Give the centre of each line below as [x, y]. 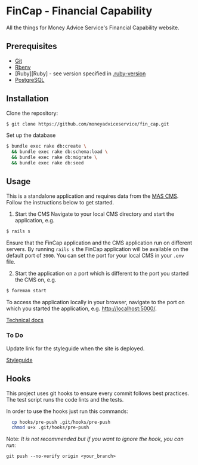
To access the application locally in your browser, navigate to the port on [95, 302]
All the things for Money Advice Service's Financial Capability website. [93, 27]
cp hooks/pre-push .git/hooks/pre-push [61, 422]
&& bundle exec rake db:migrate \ [54, 157]
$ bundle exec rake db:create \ [46, 146]
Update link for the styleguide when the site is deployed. [75, 348]
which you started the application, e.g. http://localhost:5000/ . [81, 308]
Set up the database [31, 135]
